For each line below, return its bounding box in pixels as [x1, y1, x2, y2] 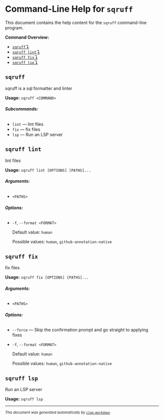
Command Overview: [5, 34, 49, 40]
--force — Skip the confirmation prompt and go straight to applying [12, 327, 148, 333]
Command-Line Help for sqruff [5, 3, 133, 15]
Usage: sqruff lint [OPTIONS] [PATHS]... [5, 167, 91, 173]
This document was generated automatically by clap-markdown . [5, 410, 111, 415]
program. [5, 24, 24, 30]
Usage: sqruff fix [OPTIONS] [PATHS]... [5, 274, 89, 280]
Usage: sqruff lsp [5, 396, 43, 402]
